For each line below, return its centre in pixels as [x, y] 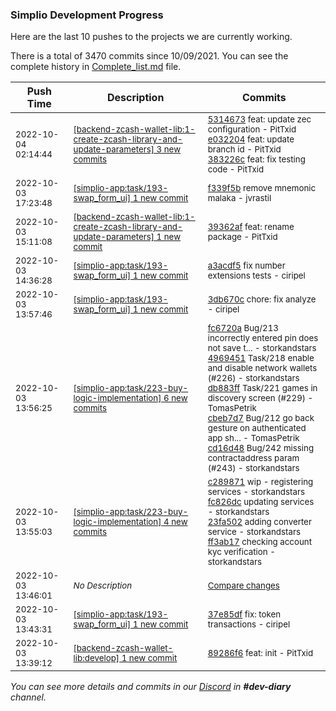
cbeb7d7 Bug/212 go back [261, 418]
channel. [28, 697]
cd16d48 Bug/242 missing [261, 448]
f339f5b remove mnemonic [262, 188]
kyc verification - [241, 552]
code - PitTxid [236, 169]
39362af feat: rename [251, 227]
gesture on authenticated [257, 428]
